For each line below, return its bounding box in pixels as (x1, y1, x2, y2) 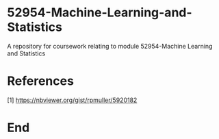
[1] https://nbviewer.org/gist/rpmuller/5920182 (7, 96, 138, 104)
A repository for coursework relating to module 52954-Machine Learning (7, 42, 213, 50)
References (7, 73, 74, 89)
